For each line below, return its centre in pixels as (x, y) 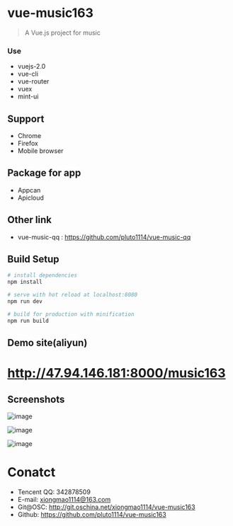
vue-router (33, 81)
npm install (25, 282)
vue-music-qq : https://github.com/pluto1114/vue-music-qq (104, 237)
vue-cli (28, 74)
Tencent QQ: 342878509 (54, 492)
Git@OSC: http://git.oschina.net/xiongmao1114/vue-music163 (107, 507)
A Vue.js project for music (63, 33)
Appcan (29, 190)
